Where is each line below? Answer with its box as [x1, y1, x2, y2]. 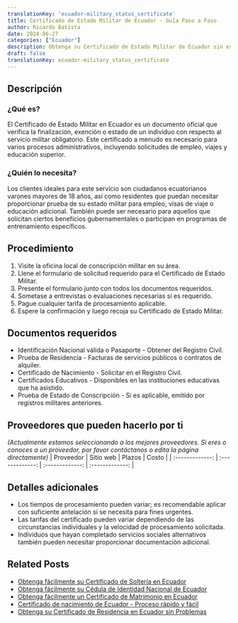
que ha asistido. [17, 384, 64, 392]
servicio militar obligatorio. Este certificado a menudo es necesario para [7, 136, 217, 144]
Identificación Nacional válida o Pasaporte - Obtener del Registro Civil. [17, 346, 224, 355]
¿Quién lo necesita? [7, 168, 77, 178]
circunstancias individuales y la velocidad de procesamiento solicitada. [17, 522, 225, 531]
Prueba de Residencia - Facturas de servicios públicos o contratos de [17, 353, 222, 362]
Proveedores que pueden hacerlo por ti [7, 419, 183, 431]
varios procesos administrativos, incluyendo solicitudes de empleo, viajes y [7, 143, 228, 151]
